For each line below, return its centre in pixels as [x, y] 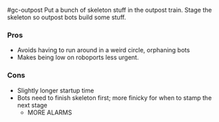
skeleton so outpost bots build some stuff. [66, 17]
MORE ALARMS [50, 112]
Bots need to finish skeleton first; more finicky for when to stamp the [114, 98]
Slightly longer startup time [55, 90]
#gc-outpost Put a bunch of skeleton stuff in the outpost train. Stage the [109, 10]
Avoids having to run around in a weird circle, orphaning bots [104, 50]
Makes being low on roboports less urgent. [78, 57]
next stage [32, 105]
